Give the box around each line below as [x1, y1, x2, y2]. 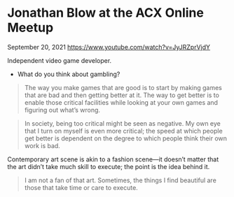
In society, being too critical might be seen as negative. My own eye [24, 119, 221, 127]
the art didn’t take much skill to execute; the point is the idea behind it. [7, 162, 210, 170]
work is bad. [24, 141, 61, 149]
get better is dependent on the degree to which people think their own [24, 134, 228, 143]
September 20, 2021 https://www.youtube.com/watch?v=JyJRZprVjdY [7, 43, 211, 51]
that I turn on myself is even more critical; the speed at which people [24, 126, 223, 135]
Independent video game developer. [7, 56, 112, 64]
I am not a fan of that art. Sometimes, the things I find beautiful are [24, 176, 217, 184]
